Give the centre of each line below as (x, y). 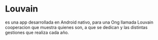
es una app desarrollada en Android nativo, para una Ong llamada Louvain (79, 22)
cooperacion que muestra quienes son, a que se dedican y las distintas (76, 27)
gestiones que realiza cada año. (37, 32)
